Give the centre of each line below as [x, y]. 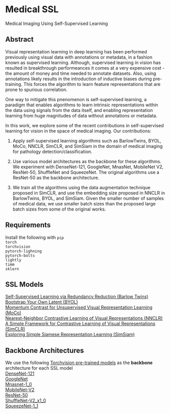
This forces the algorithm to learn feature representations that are [92, 84]
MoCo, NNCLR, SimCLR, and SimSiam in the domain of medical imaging [88, 146]
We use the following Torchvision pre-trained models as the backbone [79, 363]
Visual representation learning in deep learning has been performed [76, 51]
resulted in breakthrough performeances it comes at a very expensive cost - [85, 68]
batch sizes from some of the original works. [59, 209]
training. [14, 84]
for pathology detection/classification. [52, 152]
